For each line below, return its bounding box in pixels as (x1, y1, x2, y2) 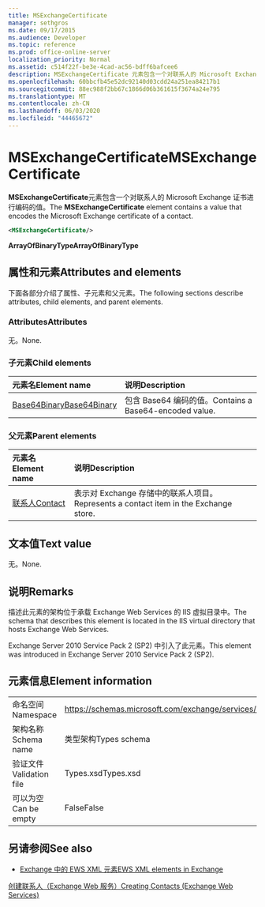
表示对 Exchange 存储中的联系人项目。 (73, 487, 218, 499)
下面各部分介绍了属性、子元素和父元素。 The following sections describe (8, 288, 244, 297)
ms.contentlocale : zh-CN (8, 100, 90, 107)
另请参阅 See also (8, 842, 93, 856)
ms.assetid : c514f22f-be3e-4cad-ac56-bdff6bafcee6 (8, 63, 178, 71)
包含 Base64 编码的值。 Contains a (125, 395, 252, 406)
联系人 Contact (12, 498, 65, 509)
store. (73, 508, 95, 519)
